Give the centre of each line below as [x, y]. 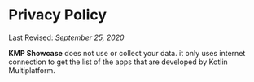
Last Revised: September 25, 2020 [66, 37]
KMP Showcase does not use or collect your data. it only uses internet [127, 53]
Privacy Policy [58, 15]
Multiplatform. [32, 70]
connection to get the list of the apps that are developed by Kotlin [118, 62]
